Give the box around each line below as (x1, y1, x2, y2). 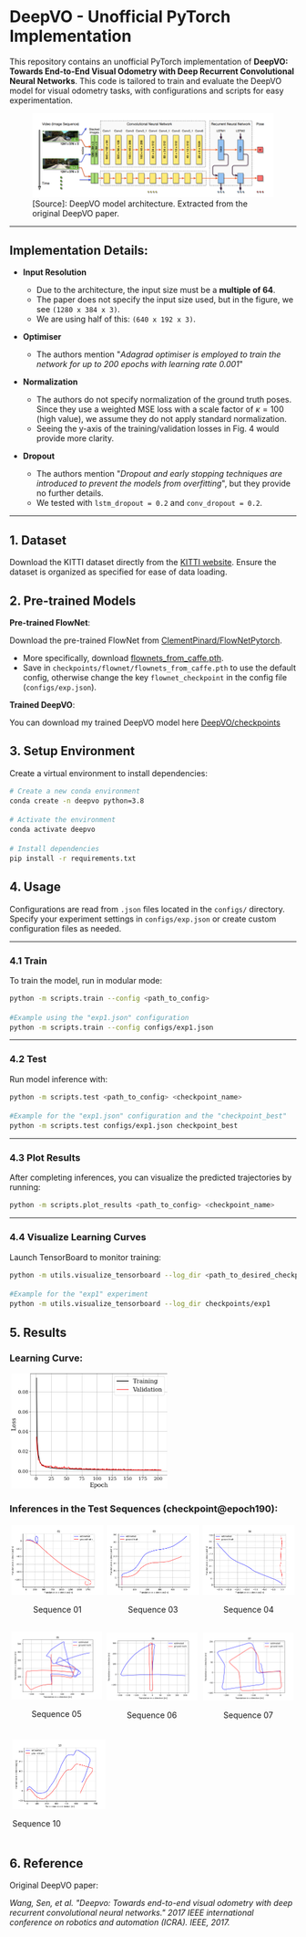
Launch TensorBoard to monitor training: (9, 1251, 162, 1262)
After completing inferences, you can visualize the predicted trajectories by (9, 1172, 292, 1184)
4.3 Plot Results (9, 1152, 81, 1164)
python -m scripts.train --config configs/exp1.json (9, 1023, 214, 1032)
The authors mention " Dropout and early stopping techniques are (36, 468, 282, 479)
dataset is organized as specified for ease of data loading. (9, 566, 228, 577)
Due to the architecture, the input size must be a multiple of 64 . (36, 285, 276, 296)
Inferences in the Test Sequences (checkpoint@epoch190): (9, 1502, 279, 1515)
